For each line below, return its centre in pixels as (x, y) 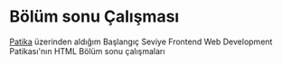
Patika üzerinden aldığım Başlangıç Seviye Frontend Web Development (141, 42)
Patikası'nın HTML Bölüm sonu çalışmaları (87, 51)
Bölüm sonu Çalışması (94, 17)
